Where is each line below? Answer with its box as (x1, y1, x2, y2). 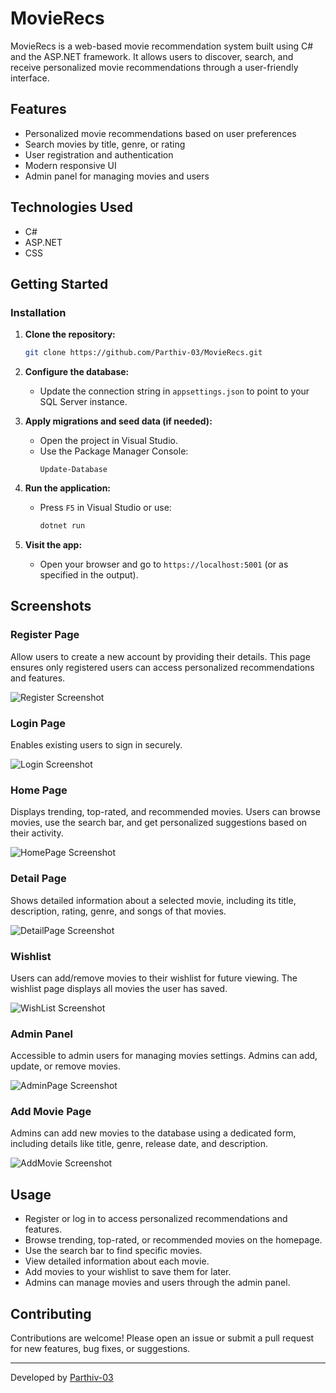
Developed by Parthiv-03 (10, 1372, 114, 1384)
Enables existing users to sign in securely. (10, 738, 183, 751)
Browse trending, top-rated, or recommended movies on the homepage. (24, 1234, 323, 1246)
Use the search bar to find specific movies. (24, 1245, 203, 1257)
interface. (10, 72, 50, 84)
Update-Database (39, 465, 108, 475)
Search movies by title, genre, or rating (24, 138, 186, 150)
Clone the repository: (24, 328, 116, 341)
